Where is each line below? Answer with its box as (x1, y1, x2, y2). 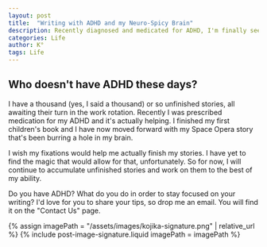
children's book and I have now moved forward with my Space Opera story (8, 124, 253, 133)
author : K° (8, 41, 44, 49)
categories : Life (8, 33, 66, 42)
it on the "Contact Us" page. (8, 206, 101, 215)
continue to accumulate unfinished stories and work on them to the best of (8, 164, 253, 175)
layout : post (8, 11, 52, 20)
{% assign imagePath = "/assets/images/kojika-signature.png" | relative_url (8, 221, 255, 230)
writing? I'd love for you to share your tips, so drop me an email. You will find (8, 197, 258, 206)
